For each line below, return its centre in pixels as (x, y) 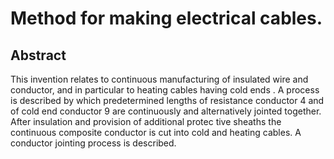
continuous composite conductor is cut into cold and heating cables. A (156, 132)
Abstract (38, 55)
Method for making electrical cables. (166, 18)
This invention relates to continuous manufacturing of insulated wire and (159, 79)
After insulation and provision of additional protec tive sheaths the (146, 121)
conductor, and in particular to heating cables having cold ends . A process (165, 90)
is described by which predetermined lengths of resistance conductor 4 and (167, 100)
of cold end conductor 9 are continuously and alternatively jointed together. (166, 111)
